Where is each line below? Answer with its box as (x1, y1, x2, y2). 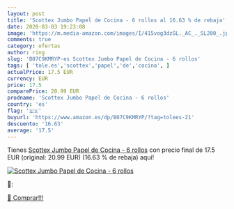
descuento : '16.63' (7, 120, 64, 127)
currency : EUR (7, 75, 49, 82)
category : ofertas (7, 42, 61, 49)
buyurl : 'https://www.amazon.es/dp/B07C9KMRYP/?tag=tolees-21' (7, 114, 195, 121)
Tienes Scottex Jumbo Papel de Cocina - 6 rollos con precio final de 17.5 (7, 146, 215, 154)
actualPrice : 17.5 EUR (7, 68, 73, 75)
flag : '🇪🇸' (7, 107, 42, 114)
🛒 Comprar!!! (7, 194, 44, 202)
